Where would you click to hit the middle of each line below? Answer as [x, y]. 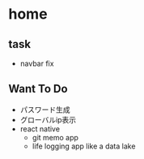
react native [40, 129]
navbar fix [37, 63]
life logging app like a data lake [84, 146]
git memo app [55, 137]
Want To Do [38, 89]
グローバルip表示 [48, 119]
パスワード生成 [45, 110]
